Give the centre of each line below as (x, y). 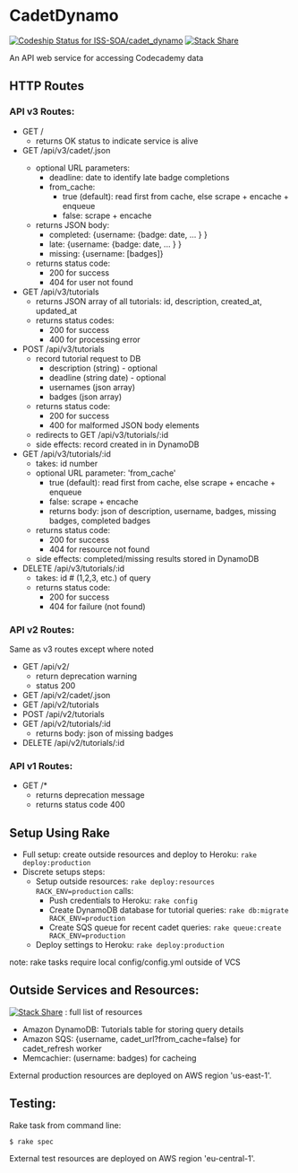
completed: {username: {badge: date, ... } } (128, 234)
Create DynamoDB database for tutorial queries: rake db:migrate (169, 910)
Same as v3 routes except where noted (81, 649)
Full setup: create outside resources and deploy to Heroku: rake (140, 854)
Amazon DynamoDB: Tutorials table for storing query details (133, 1029)
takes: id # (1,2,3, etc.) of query (93, 578)
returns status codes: (75, 320)
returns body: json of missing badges (104, 733)
